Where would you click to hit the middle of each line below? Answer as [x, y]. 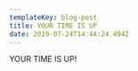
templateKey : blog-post [53, 17]
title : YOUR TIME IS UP [53, 26]
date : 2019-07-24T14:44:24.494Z [69, 34]
